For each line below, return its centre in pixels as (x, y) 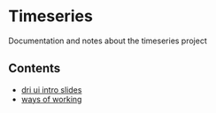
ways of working (51, 99)
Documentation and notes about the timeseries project (108, 41)
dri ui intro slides (51, 89)
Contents (35, 68)
